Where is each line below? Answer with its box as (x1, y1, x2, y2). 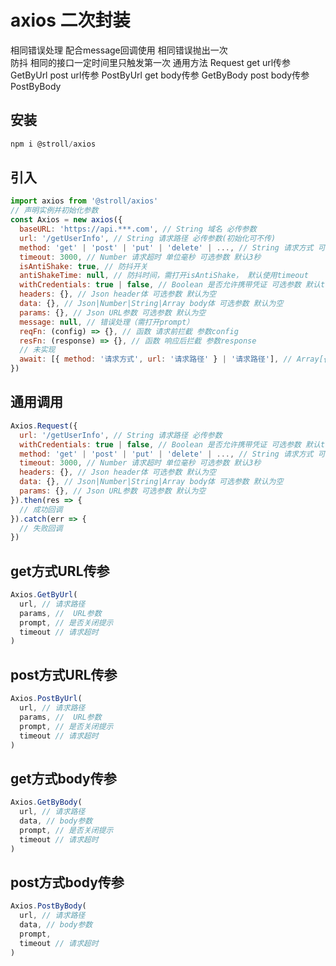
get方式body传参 (10, 770, 117, 787)
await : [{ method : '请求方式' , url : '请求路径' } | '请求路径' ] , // (19, 354, 293, 365)
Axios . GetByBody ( (10, 797, 83, 808)
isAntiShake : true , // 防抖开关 (19, 261, 148, 271)
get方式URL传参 (10, 562, 110, 580)
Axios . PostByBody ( (10, 901, 87, 911)
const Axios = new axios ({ (10, 215, 123, 225)
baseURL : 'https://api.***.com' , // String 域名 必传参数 (19, 224, 257, 235)
